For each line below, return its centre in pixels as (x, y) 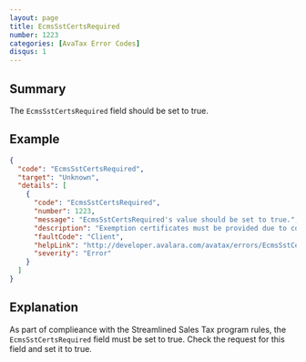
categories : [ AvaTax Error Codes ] (75, 43)
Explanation (44, 308)
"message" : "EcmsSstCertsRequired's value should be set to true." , (166, 220)
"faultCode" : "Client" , (79, 237)
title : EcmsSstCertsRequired (65, 26)
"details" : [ (42, 186)
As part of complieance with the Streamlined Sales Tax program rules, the (148, 329)
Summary (38, 89)
